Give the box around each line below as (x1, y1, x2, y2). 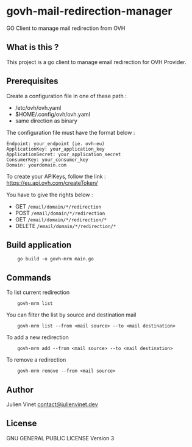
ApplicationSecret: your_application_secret (6, 151, 121, 157)
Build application (6, 240, 72, 250)
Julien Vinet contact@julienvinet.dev (6, 401, 99, 408)
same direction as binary (15, 117, 77, 124)
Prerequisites (6, 76, 59, 87)
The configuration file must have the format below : (6, 129, 135, 136)
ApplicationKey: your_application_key (6, 146, 105, 152)
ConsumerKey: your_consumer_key (6, 157, 88, 163)
